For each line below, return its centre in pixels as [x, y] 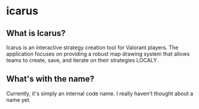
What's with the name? [50, 79]
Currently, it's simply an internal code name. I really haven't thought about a [100, 93]
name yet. [19, 99]
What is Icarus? [36, 33]
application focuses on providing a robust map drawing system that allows [98, 54]
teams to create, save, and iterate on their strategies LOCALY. [82, 60]
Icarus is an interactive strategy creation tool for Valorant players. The [92, 47]
